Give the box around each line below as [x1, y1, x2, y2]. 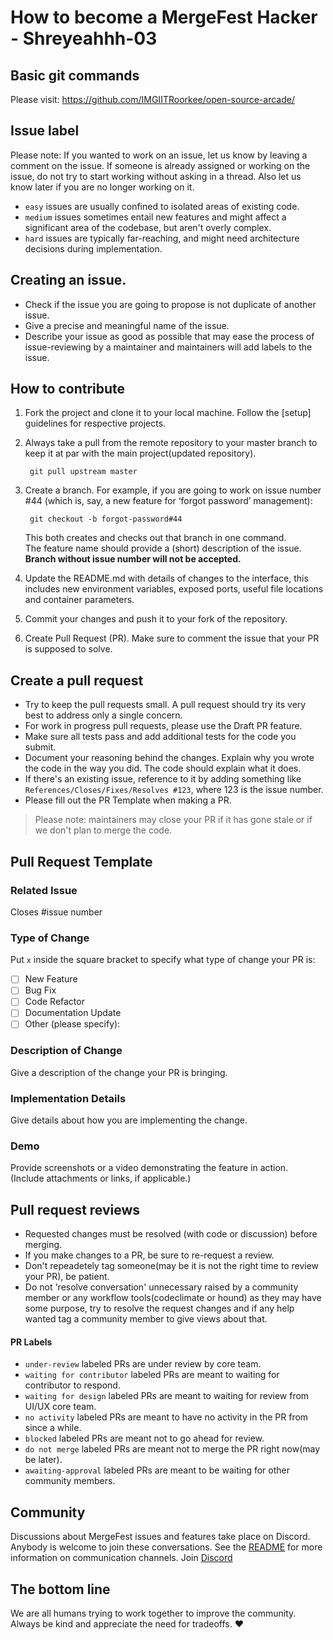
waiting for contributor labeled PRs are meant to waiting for [24, 1369, 280, 1381]
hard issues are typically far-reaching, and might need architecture [24, 232, 300, 244]
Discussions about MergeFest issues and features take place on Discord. [10, 1531, 311, 1543]
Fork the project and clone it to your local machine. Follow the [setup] [24, 407, 312, 419]
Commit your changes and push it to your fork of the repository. [24, 613, 288, 625]
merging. [24, 1239, 63, 1251]
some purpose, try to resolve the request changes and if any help [24, 1302, 295, 1315]
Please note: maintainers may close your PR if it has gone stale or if [34, 814, 313, 826]
